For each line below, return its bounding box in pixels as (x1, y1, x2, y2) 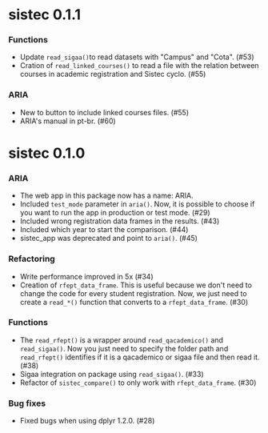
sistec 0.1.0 (8, 144, 86, 162)
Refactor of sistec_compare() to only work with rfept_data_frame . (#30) (19, 378, 257, 387)
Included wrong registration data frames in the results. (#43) (19, 216, 220, 226)
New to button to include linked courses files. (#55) (19, 107, 190, 117)
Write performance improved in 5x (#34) (19, 271, 154, 281)
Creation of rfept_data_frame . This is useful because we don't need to (19, 280, 252, 290)
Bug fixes (8, 398, 46, 409)
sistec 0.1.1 (8, 6, 82, 24)
